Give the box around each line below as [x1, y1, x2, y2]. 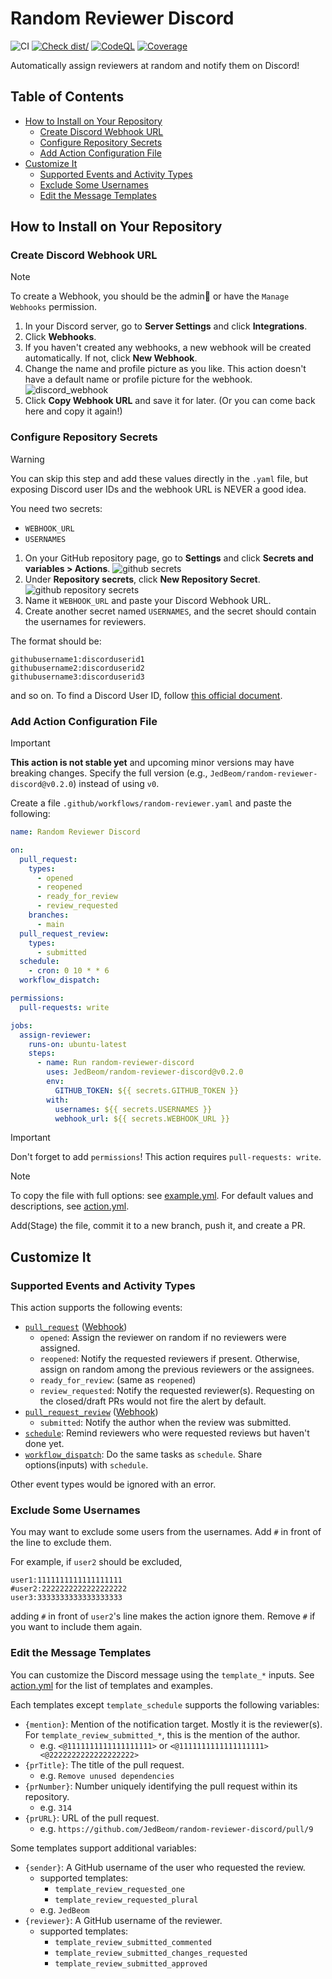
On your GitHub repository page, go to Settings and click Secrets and [24, 552, 314, 564]
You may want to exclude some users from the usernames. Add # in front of [10, 1526, 322, 1538]
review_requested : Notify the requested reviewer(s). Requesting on [39, 1385, 315, 1397]
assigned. [39, 1342, 81, 1354]
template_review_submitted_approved [54, 1958, 208, 1969]
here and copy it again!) [24, 405, 123, 417]
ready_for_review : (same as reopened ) [39, 1374, 197, 1386]
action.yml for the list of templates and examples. [10, 1679, 213, 1691]
